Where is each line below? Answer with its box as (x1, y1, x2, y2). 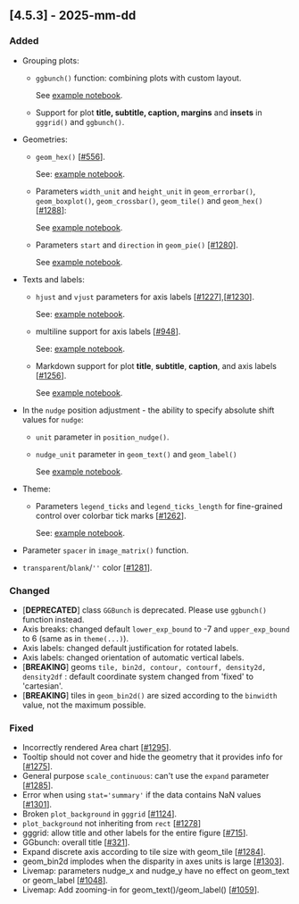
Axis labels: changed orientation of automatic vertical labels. (21, 652, 245, 663)
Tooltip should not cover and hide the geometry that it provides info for (21, 751, 283, 763)
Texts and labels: (21, 273, 85, 285)
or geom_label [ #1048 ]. (21, 875, 109, 886)
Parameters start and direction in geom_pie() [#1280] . (35, 239, 238, 250)
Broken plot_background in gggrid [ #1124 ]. (21, 808, 177, 819)
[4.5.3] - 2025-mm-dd (9, 8, 137, 23)
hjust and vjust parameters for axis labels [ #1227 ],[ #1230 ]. (35, 291, 254, 302)
